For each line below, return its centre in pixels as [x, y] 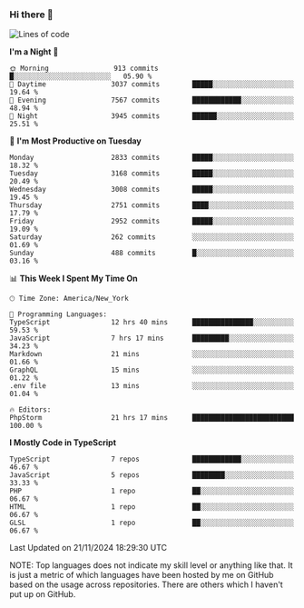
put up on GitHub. [43, 594]
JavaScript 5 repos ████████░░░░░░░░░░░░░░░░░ [152, 475]
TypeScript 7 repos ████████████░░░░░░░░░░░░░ [152, 459]
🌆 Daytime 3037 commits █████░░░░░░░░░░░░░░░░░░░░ [152, 85]
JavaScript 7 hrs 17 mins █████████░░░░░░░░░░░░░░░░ [152, 339]
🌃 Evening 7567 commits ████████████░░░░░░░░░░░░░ [152, 100]
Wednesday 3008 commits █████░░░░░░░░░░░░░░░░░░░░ [152, 190]
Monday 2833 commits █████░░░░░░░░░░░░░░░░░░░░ [152, 158]
